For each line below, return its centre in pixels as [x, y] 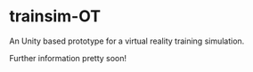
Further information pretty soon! [68, 58]
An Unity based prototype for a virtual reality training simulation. [127, 41]
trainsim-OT [55, 16]
